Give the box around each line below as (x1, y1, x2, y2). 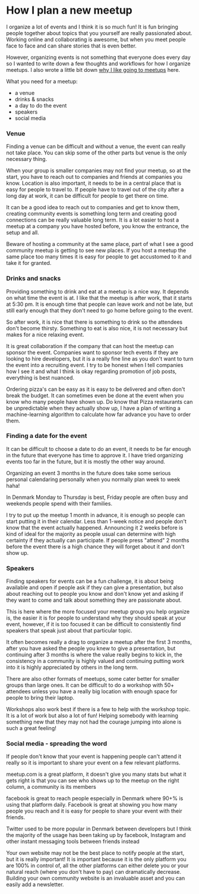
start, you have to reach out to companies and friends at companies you (6, 173, 183, 181)
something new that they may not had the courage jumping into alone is (6, 718, 182, 725)
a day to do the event (14, 102, 67, 109)
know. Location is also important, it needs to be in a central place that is (6, 179, 182, 187)
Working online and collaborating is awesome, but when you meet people (6, 36, 186, 43)
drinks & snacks (14, 96, 54, 103)
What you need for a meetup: (6, 78, 78, 85)
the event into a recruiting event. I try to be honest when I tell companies (6, 361, 184, 368)
